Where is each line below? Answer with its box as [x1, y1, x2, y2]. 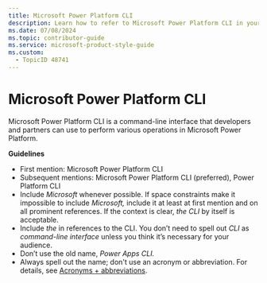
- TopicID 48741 [15, 56, 69, 64]
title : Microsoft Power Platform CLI [8, 11, 133, 20]
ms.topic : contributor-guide [8, 33, 105, 42]
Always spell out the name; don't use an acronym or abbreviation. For [19, 257, 248, 266]
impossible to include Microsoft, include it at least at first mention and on [19, 198, 258, 207]
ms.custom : [8, 48, 44, 56]
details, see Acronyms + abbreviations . [19, 266, 148, 275]
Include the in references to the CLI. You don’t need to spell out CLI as [19, 223, 250, 233]
